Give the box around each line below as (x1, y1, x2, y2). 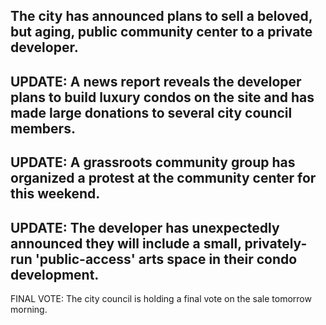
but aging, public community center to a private (10, 24, 313, 41)
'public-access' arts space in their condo (34, 250, 298, 268)
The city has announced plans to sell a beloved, (10, 8, 313, 25)
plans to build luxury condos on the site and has (10, 89, 315, 106)
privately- (244, 235, 308, 252)
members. (10, 120, 76, 137)
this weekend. (10, 185, 101, 203)
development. (10, 266, 100, 283)
